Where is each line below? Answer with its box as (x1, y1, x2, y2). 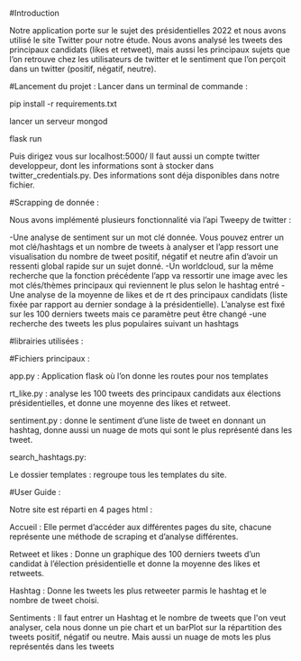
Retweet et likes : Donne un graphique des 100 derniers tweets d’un (9, 549, 260, 559)
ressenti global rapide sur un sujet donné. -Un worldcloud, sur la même (9, 261, 274, 271)
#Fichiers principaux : (9, 353, 90, 363)
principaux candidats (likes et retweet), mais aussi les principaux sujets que (9, 44, 290, 55)
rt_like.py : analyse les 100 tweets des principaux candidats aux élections (9, 388, 281, 399)
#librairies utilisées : (9, 335, 84, 346)
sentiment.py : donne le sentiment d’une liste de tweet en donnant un (9, 415, 266, 426)
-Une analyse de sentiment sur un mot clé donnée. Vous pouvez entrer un (9, 232, 284, 243)
